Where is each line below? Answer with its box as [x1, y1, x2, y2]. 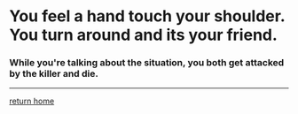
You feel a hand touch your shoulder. [9, 6, 286, 27]
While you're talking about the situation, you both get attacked [9, 57, 285, 69]
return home [9, 95, 55, 107]
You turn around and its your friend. [9, 25, 278, 45]
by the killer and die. [9, 68, 99, 80]
